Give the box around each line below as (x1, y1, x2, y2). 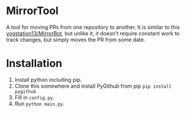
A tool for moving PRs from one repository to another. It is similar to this (6, 24, 180, 31)
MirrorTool (6, 4, 59, 18)
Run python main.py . (14, 100, 65, 107)
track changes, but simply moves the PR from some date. (6, 36, 146, 43)
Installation (6, 57, 63, 70)
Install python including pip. (14, 76, 82, 83)
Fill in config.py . (14, 94, 55, 101)
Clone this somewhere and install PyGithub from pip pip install (14, 82, 172, 89)
